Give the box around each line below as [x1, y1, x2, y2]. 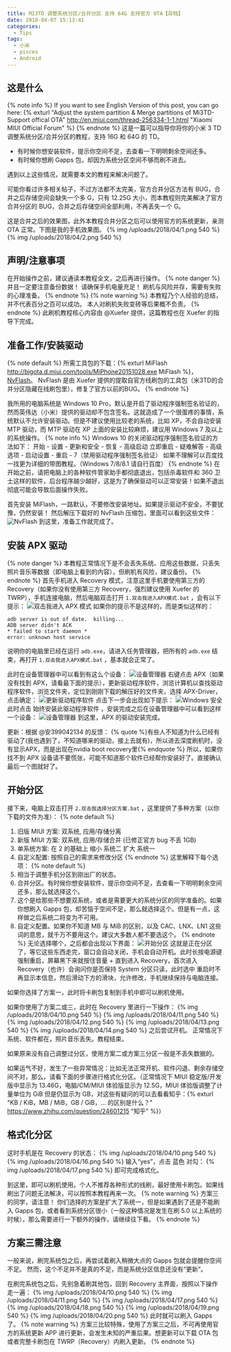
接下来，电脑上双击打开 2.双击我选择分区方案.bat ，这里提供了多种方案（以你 [7, 804, 220, 812]
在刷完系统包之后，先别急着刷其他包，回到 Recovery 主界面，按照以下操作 [7, 1280, 219, 1288]
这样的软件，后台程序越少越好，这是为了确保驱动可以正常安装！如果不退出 [12, 477, 224, 486]
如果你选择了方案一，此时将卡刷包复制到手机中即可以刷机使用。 [7, 988, 188, 996]
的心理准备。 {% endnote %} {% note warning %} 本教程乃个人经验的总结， [7, 291, 222, 300]
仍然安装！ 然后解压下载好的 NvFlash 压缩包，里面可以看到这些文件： [19, 509, 217, 517]
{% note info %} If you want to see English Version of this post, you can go [7, 101, 219, 109]
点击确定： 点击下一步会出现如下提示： [7, 696, 174, 704]
